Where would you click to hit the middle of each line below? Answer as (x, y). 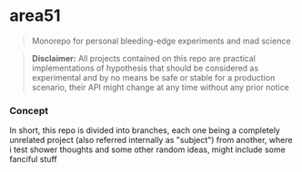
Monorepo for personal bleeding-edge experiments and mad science (161, 41)
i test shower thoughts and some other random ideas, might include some (148, 149)
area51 (35, 16)
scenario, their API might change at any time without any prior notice (160, 87)
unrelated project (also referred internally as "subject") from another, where (151, 140)
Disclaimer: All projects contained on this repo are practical (144, 58)
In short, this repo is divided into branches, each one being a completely (145, 130)
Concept (29, 110)
